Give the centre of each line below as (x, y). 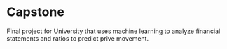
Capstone (35, 12)
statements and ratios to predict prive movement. (77, 38)
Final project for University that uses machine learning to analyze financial (113, 31)
